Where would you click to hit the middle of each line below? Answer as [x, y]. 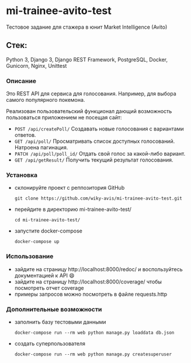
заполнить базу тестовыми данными [60, 322]
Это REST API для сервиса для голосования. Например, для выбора [91, 94]
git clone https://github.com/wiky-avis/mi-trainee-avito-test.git [98, 198]
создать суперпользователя [50, 343]
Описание [21, 81]
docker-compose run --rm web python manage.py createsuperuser [93, 354]
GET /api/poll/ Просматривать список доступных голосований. [95, 141]
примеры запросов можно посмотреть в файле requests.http [91, 294]
